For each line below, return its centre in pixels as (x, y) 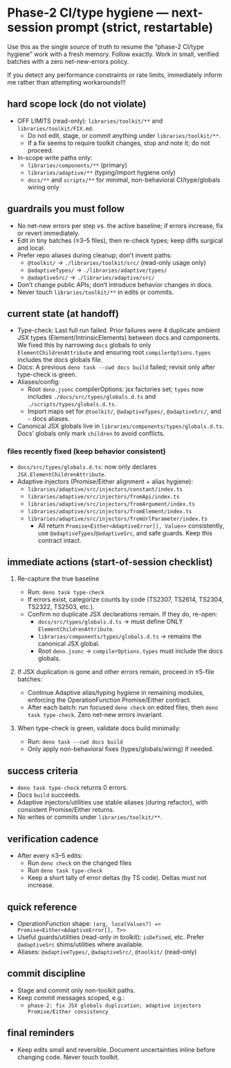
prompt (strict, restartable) (135, 27)
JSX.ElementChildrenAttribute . (62, 474)
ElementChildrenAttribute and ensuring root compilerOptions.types (114, 352)
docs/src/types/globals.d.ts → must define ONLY (110, 621)
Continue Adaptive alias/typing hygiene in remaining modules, (116, 693)
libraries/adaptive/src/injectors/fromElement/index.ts (110, 511)
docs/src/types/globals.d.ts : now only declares (87, 467)
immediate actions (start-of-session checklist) (110, 562)
